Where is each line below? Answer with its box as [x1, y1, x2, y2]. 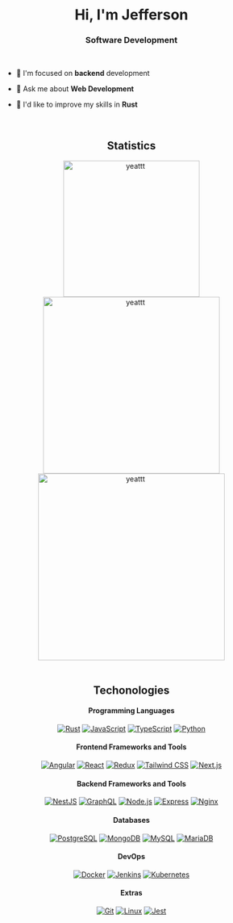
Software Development [85, 35, 178, 46]
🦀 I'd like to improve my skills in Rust [15, 99, 139, 110]
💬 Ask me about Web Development [15, 84, 135, 94]
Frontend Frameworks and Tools [76, 742, 187, 752]
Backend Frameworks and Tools [76, 778, 187, 788]
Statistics [106, 139, 156, 153]
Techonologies [93, 683, 170, 697]
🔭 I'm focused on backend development [15, 69, 150, 78]
